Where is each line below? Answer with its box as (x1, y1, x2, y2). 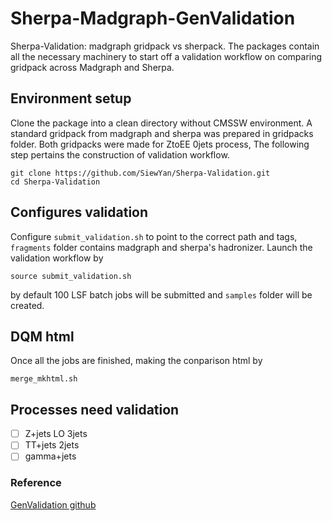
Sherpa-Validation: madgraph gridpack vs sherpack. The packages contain (10, 40, 320, 52)
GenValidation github (10, 498, 97, 511)
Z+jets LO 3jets (24, 428, 88, 440)
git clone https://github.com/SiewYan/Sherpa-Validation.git (10, 168, 271, 178)
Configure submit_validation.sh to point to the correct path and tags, (10, 230, 298, 242)
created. (10, 299, 45, 311)
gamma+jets (24, 450, 77, 462)
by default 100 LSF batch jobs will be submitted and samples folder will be (10, 288, 313, 301)
